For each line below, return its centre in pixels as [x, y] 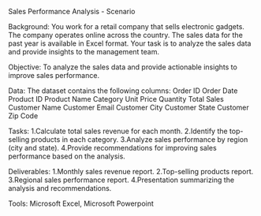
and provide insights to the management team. [84, 52]
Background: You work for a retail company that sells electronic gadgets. [126, 26]
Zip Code [23, 116]
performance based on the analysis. [67, 156]
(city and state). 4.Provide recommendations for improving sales [112, 148]
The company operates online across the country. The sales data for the [125, 35]
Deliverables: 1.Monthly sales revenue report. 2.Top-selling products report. [131, 171]
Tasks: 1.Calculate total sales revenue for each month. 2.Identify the [118, 131]
